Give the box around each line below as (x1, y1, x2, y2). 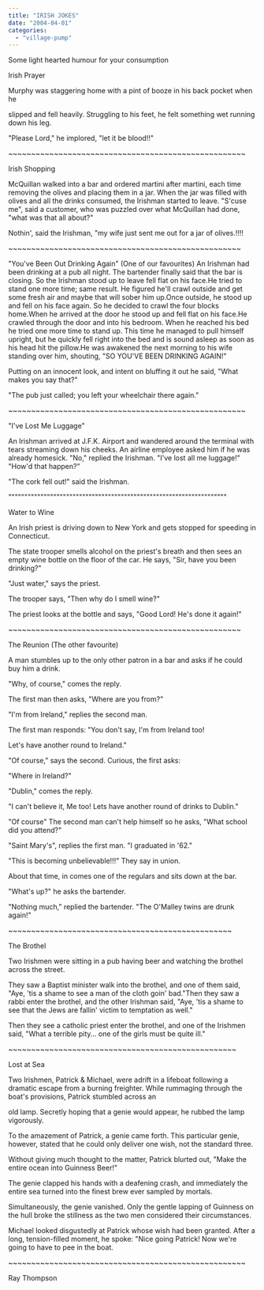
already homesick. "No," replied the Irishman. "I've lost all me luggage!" (8, 453, 240, 463)
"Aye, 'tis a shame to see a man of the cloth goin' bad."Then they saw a (8, 989, 240, 998)
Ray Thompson (8, 1273, 58, 1283)
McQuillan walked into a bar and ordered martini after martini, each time (8, 180, 242, 189)
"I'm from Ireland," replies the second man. (8, 709, 148, 720)
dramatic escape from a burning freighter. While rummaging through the (8, 1084, 243, 1093)
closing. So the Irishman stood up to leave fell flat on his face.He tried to (8, 276, 243, 286)
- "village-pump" (15, 33, 73, 42)
